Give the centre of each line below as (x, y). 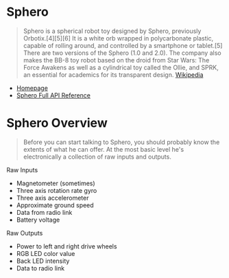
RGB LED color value (46, 253)
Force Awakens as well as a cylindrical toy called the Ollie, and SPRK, (121, 67)
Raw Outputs (25, 233)
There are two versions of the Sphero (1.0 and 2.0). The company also (122, 53)
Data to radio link (40, 268)
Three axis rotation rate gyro (57, 190)
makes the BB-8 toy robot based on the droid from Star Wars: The (116, 60)
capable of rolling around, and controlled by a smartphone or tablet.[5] (123, 45)
